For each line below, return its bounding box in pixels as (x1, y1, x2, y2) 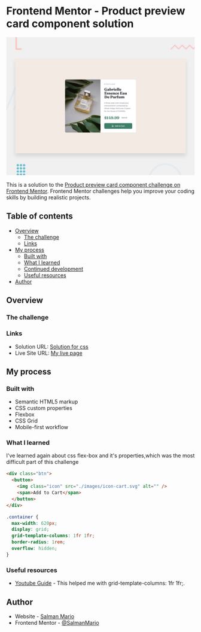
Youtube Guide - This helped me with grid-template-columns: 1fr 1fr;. (14, 579, 185, 587)
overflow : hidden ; (11, 546, 58, 552)
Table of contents (6, 211, 73, 221)
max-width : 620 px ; (11, 520, 58, 526)
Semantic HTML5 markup (14, 398, 78, 405)
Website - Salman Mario (14, 612, 75, 620)
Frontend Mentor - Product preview (6, 4, 185, 18)
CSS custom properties (14, 405, 73, 412)
